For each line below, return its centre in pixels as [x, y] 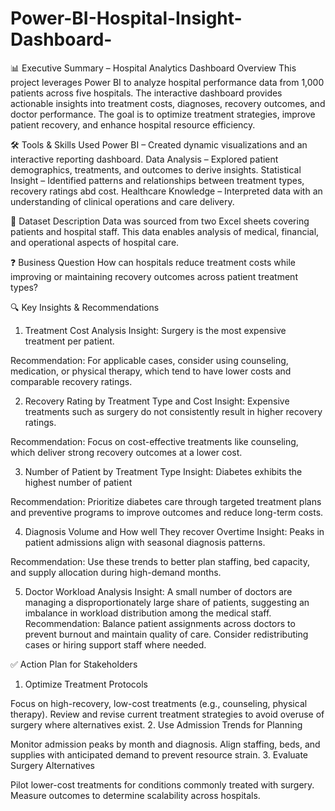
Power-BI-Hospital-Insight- [126, 18]
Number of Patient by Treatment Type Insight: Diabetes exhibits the [163, 471]
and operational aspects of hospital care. [95, 242]
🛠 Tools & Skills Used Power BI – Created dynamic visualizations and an [159, 144]
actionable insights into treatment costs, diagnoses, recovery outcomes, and [168, 103]
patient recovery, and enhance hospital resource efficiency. [133, 124]
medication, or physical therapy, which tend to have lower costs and [151, 371]
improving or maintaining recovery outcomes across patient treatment [154, 276]
